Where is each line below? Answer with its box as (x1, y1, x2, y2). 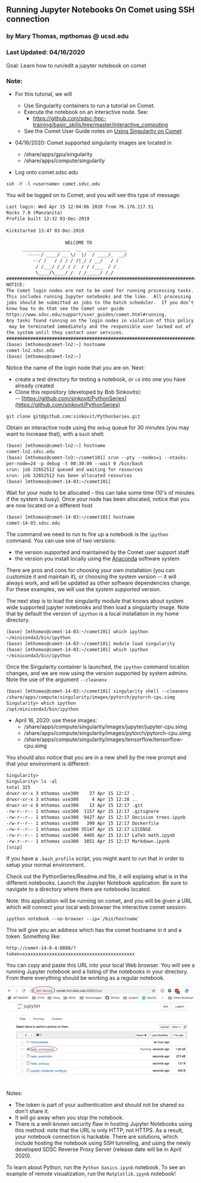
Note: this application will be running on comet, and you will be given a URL (6, 897, 193, 904)
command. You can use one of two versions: (6, 537, 117, 544)
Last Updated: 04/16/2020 (6, 48, 86, 56)
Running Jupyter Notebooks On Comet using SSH (6, 5, 195, 15)
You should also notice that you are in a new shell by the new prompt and (6, 754, 187, 761)
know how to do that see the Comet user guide (6, 305, 124, 311)
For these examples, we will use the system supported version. (6, 585, 162, 592)
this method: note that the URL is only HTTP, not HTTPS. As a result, (14, 1127, 184, 1134)
